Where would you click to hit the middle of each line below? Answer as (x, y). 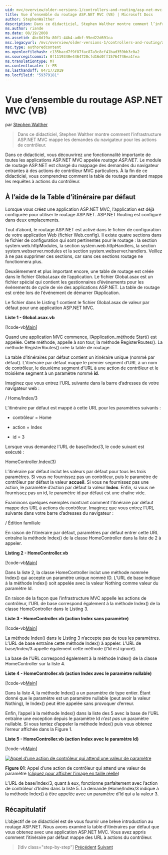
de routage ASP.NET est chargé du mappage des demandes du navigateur (82, 165)
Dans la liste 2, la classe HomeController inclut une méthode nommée (77, 572)
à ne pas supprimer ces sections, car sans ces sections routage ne (74, 256)
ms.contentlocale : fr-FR (31, 66)
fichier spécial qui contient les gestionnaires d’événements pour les (74, 282)
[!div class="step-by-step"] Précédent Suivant (65, 847)
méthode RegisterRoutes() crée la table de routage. (58, 347)
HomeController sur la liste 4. (35, 663)
